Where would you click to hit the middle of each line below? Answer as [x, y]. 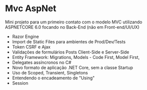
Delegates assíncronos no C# [42, 62]
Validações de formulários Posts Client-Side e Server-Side [71, 52]
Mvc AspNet [31, 9]
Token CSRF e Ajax [31, 47]
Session [20, 83]
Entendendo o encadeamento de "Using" [53, 78]
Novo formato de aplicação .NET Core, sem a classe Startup [73, 67]
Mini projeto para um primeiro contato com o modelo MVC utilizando [74, 22]
